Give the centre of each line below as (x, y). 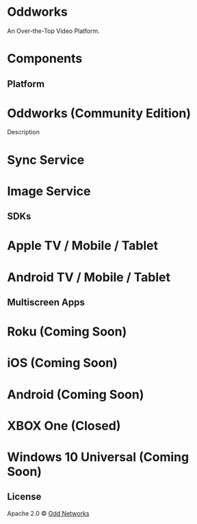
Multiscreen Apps (46, 302)
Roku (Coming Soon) (67, 332)
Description (23, 132)
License (24, 497)
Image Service (49, 191)
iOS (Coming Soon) (63, 363)
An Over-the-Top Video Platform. (54, 31)
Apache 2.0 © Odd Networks (48, 513)
